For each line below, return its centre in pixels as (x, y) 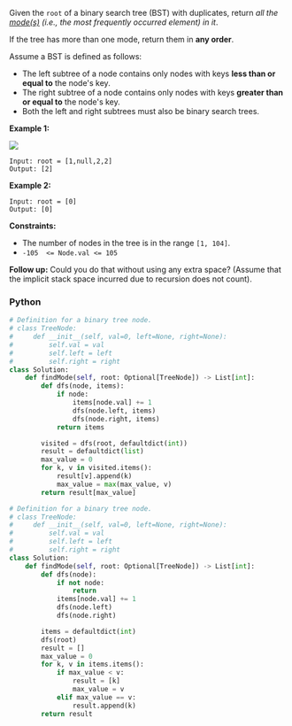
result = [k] (96, 681)
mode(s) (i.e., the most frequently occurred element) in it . (114, 22)
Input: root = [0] (43, 202)
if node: (73, 394)
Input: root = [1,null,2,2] (61, 161)
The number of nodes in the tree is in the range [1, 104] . (126, 243)
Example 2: (30, 185)
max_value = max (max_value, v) (114, 484)
